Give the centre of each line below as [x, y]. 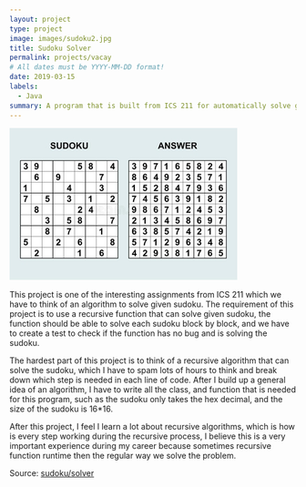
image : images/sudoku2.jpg [61, 38]
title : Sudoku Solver [51, 48]
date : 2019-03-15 [42, 77]
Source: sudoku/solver [52, 472]
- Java [30, 96]
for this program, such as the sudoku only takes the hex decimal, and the [146, 399]
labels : [24, 86]
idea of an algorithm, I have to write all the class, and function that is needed [153, 389]
